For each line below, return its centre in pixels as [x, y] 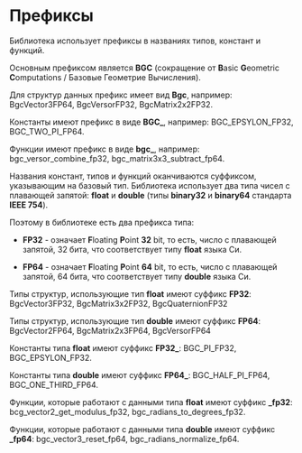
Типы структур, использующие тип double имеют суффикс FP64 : [135, 320]
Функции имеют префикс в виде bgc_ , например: [105, 149]
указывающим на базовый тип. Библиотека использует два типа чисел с [150, 185]
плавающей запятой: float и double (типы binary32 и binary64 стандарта [151, 195]
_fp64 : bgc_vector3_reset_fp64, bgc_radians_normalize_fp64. [124, 439]
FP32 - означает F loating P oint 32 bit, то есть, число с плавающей [149, 239]
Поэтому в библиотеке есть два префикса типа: [102, 222]
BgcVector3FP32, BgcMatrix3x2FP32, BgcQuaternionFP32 [119, 303]
